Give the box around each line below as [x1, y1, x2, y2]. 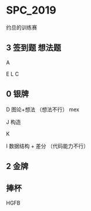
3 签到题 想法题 [6, 43, 62, 53]
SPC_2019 [6, 4, 57, 17]
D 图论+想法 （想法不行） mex [6, 106, 79, 113]
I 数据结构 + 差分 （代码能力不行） [6, 142, 89, 150]
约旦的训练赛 [6, 24, 37, 31]
